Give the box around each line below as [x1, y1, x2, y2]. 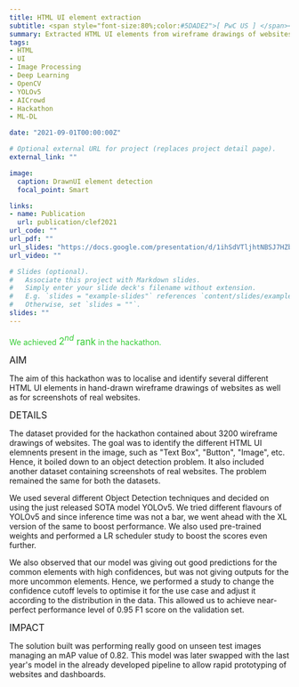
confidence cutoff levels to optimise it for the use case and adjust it [9, 586, 256, 596]
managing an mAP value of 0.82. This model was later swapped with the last [9, 651, 290, 661]
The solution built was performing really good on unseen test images [9, 641, 262, 651]
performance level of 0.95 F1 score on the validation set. [37, 604, 245, 615]
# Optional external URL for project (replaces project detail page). [9, 144, 277, 154]
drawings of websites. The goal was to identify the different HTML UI [9, 438, 263, 449]
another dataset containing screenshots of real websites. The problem [9, 466, 267, 477]
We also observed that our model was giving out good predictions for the [9, 557, 278, 568]
